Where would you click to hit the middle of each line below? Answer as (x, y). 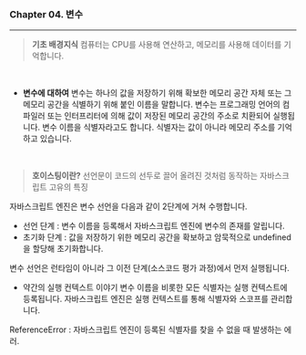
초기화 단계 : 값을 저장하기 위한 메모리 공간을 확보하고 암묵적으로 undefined (157, 237)
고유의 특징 (68, 187)
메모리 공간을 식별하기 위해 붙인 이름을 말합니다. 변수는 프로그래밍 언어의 (151, 104)
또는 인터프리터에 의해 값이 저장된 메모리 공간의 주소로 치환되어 (159, 116)
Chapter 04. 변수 (46, 14)
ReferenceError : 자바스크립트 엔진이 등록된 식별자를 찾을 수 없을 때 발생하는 (146, 329)
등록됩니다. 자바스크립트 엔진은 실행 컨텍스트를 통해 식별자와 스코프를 (145, 299)
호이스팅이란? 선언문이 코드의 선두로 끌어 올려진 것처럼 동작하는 (144, 176)
